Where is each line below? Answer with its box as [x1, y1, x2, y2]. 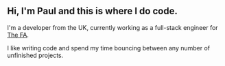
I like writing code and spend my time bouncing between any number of [7, 44, 211, 52]
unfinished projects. [7, 51, 64, 59]
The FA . [7, 31, 29, 39]
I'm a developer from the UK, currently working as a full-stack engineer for [7, 23, 218, 31]
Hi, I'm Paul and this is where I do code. [7, 5, 178, 17]
